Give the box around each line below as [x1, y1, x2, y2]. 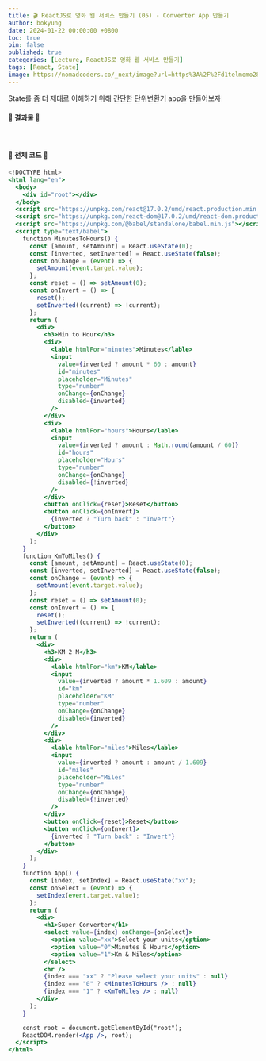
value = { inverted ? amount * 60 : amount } [58, 360, 196, 368]
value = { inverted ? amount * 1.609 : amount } [58, 678, 207, 686]
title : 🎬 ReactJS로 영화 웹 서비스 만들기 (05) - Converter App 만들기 [8, 11, 230, 20]
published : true [8, 48, 62, 56]
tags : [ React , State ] [8, 63, 80, 71]
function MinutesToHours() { [22, 235, 119, 243]
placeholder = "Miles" [58, 773, 126, 782]
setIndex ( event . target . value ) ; [36, 891, 140, 899]
